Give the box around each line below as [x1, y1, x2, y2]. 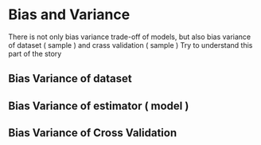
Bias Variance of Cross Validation [8, 126, 177, 140]
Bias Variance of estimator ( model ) [8, 99, 189, 112]
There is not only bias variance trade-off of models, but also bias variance [8, 32, 251, 41]
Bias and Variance [8, 6, 130, 24]
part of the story [8, 49, 62, 58]
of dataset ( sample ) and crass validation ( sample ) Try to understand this [8, 40, 253, 49]
